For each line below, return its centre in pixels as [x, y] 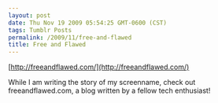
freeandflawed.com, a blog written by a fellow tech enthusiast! [109, 90]
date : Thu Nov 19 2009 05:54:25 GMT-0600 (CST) [88, 23]
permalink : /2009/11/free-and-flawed [70, 37]
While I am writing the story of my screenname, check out [102, 83]
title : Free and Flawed [47, 45]
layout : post [30, 15]
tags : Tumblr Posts [40, 30]
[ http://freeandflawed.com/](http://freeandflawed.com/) [99, 67]
